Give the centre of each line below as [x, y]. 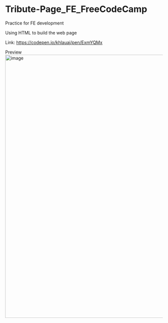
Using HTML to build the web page [41, 32]
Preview [13, 52]
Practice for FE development [34, 23]
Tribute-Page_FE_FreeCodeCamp [76, 9]
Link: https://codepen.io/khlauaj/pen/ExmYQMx [54, 42]
